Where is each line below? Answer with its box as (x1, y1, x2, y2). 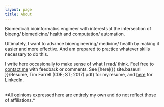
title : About (5, 12, 32, 17)
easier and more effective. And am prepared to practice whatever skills (5, 46, 150, 52)
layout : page (5, 7, 32, 12)
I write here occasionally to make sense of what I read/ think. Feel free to (5, 61, 154, 67)
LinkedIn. (5, 77, 24, 83)
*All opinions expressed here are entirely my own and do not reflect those (5, 92, 156, 98)
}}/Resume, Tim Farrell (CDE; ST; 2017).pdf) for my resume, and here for (5, 71, 153, 77)
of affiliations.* (5, 97, 36, 103)
